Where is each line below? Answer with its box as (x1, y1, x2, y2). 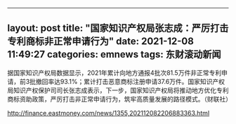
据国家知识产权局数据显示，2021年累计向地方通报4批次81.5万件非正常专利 (7, 68, 222, 77)
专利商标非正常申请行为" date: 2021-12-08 (7, 36, 195, 48)
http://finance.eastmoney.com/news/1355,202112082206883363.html (7, 109, 210, 117)
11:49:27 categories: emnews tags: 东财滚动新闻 (7, 48, 221, 60)
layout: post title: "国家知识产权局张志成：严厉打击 (7, 22, 229, 34)
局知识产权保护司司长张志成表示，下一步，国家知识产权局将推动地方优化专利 (7, 85, 229, 95)
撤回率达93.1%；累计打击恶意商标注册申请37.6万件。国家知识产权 (35, 77, 225, 85)
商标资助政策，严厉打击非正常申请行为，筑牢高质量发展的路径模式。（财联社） (7, 95, 232, 103)
